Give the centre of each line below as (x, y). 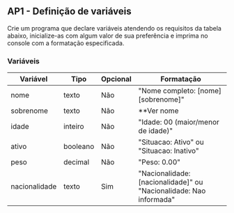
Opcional (116, 79)
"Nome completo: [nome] (180, 91)
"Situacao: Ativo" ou (171, 142)
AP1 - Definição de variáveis (70, 11)
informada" (157, 200)
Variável (34, 79)
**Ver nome (158, 111)
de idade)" (155, 131)
